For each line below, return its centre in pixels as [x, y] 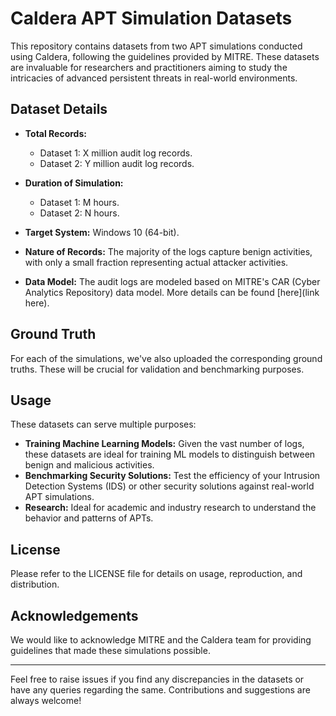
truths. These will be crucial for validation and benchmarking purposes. [157, 369]
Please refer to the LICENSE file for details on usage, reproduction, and [156, 574]
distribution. [35, 584]
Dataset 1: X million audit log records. [116, 153]
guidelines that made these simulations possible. [110, 650]
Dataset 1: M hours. [79, 202]
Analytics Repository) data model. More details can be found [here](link [172, 292]
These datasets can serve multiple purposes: [103, 424]
